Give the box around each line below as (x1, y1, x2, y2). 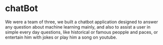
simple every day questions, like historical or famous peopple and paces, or (5, 29, 158, 35)
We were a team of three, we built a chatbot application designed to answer (5, 19, 158, 25)
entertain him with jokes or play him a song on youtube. (5, 34, 117, 40)
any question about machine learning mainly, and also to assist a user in (5, 24, 151, 30)
